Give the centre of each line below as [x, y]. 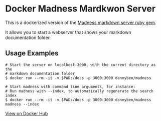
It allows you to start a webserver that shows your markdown [68, 32]
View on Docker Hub [27, 113]
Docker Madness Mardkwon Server [80, 9]
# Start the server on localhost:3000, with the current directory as [80, 65]
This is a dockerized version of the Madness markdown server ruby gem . [81, 22]
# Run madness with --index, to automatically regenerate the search [79, 91]
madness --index [22, 104]
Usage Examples [32, 53]
